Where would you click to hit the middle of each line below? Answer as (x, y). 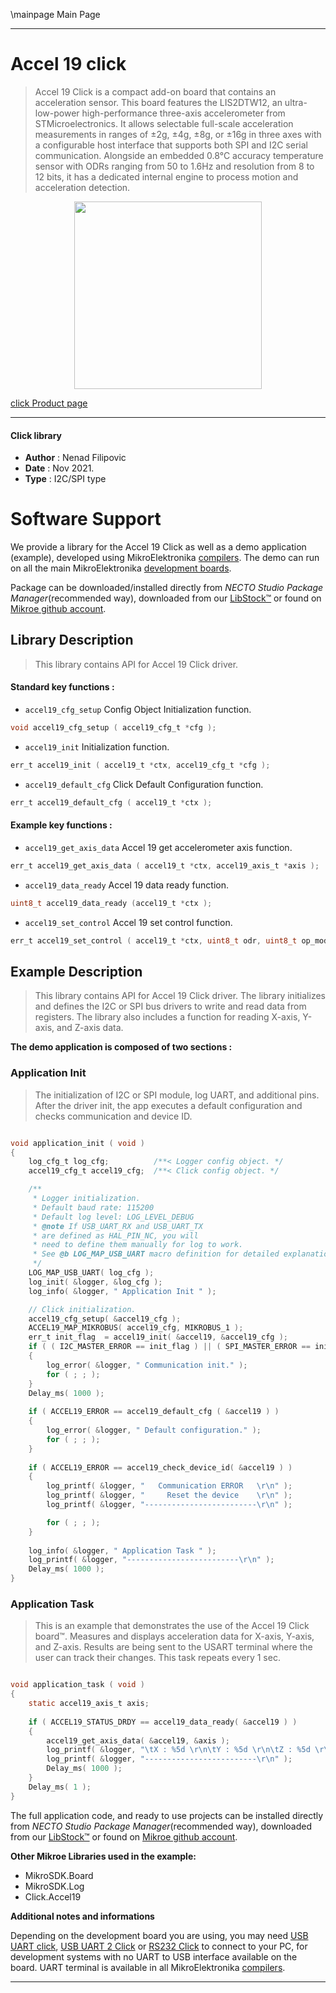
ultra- (296, 102)
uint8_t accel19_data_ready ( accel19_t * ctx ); (111, 903)
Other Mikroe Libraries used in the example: (103, 1856)
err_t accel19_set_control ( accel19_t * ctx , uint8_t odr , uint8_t (154, 940)
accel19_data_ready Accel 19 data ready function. (126, 885)
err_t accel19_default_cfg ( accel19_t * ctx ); (111, 802)
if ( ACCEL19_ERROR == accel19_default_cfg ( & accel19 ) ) (154, 1412)
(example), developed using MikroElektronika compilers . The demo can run (165, 558)
